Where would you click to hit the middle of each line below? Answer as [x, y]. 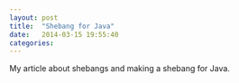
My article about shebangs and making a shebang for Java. [119, 69]
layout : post [34, 18]
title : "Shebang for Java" [62, 26]
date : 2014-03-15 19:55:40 [64, 34]
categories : [32, 43]
